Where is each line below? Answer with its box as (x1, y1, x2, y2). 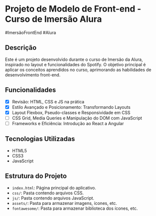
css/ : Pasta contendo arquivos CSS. (12, 190, 84, 196)
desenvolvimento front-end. (5, 72, 61, 78)
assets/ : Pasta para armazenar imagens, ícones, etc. (12, 200, 117, 206)
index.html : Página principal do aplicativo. (12, 185, 97, 190)
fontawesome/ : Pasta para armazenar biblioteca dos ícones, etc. (12, 205, 138, 211)
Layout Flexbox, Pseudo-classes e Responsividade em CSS (12, 110, 130, 115)
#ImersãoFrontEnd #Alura (5, 29, 57, 35)
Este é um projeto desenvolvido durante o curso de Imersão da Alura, (5, 57, 143, 62)
